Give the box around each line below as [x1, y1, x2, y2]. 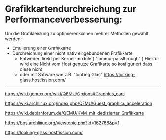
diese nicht [19, 66, 42, 72]
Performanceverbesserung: [5, 14, 123, 25]
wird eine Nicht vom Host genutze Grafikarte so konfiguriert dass [19, 61, 153, 67]
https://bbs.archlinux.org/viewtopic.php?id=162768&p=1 [5, 120, 120, 126]
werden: [5, 36, 22, 42]
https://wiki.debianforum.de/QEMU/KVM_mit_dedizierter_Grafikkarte [5, 110, 144, 116]
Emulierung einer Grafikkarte [12, 45, 71, 51]
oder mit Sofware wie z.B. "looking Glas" [19, 71, 103, 77]
